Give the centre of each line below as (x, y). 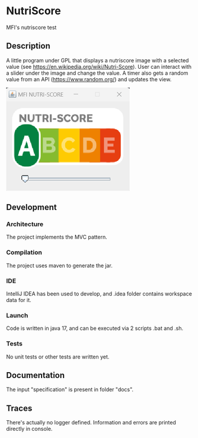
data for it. (19, 300)
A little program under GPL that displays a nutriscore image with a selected (98, 60)
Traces (19, 408)
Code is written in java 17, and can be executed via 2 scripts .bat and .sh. (95, 328)
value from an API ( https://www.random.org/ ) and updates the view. (89, 79)
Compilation (24, 252)
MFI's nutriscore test (31, 27)
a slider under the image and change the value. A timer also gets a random (97, 73)
